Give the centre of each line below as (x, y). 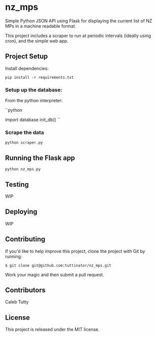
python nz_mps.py (23, 169)
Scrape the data (25, 132)
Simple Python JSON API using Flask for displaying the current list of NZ (78, 21)
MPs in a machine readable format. (41, 26)
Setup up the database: (34, 89)
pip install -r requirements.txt (39, 77)
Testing (17, 184)
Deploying (21, 212)
